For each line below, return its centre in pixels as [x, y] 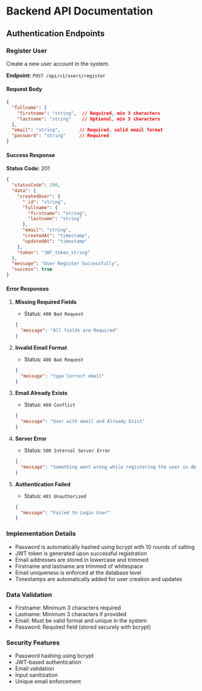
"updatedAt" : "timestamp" [55, 241]
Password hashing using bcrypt [54, 656]
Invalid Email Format [41, 347]
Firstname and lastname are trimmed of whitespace [79, 566]
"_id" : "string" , [44, 202]
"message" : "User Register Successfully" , [66, 264]
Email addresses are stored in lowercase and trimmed [82, 559]
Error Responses [28, 289]
